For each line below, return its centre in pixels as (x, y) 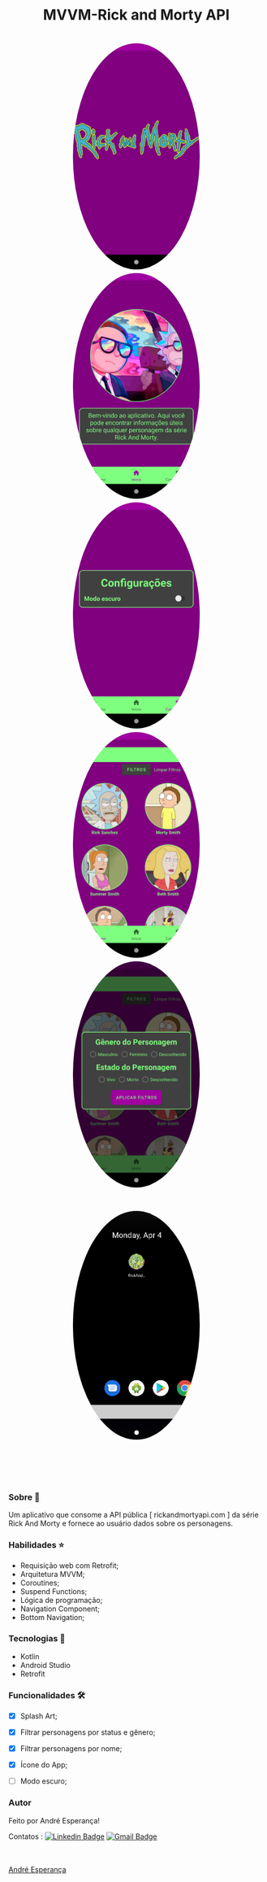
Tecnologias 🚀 (37, 1639)
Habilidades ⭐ (37, 1544)
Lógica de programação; (61, 1601)
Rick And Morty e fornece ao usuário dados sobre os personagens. (121, 1523)
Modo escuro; (43, 1781)
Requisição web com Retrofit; (69, 1566)
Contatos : (26, 1836)
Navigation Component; (60, 1609)
